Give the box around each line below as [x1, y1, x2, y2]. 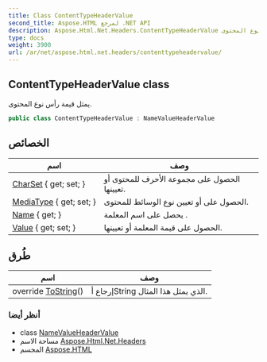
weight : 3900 [8, 41, 52, 49]
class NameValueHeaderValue [19, 327, 119, 337]
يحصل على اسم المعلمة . [103, 209, 188, 220]
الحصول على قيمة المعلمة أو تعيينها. [103, 221, 222, 233]
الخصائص [8, 137, 49, 150]
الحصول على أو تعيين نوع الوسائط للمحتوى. [103, 196, 249, 207]
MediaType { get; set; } [12, 196, 97, 207]
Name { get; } [12, 209, 62, 220]
